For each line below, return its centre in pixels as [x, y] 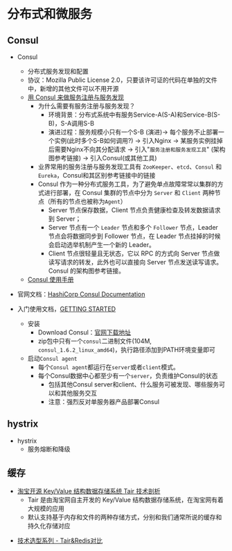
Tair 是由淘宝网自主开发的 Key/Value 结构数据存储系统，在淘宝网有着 [125, 500]
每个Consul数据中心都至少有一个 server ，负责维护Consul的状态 [128, 376]
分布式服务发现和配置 [58, 71]
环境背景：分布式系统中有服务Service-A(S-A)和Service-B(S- [134, 115]
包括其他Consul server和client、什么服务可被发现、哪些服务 [134, 384]
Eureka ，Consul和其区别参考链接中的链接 [97, 175]
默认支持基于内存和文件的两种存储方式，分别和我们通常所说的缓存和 [125, 517]
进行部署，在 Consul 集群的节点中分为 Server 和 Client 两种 [129, 193]
